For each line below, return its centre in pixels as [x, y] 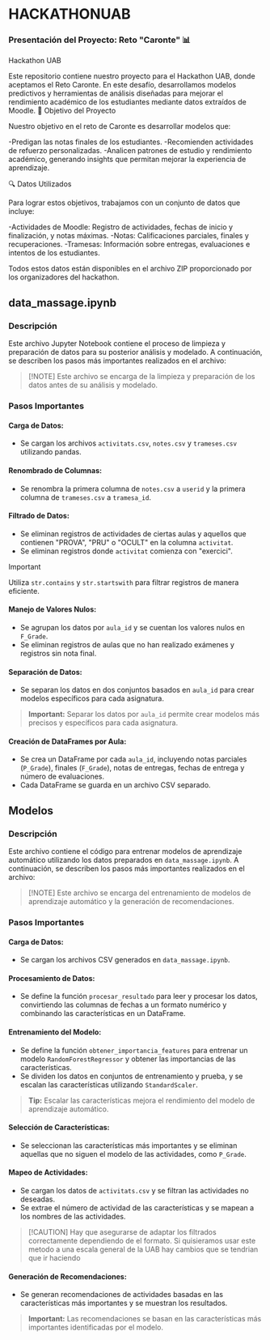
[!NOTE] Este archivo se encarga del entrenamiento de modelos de [139, 893]
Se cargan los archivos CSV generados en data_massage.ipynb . [125, 960]
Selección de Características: [59, 1128]
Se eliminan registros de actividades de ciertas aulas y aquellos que [133, 533]
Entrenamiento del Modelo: [55, 1032]
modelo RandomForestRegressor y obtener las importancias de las [128, 1059]
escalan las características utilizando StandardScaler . [109, 1084]
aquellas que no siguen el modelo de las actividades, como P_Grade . [133, 1154]
